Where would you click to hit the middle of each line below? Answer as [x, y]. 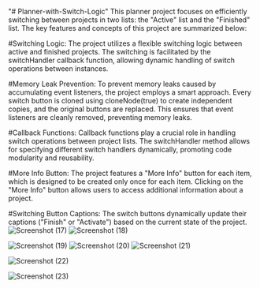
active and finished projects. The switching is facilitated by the [110, 52]
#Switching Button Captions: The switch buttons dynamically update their [127, 213]
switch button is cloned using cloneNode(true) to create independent [120, 101]
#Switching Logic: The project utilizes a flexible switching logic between [125, 43]
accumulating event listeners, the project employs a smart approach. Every [130, 92]
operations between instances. [58, 69]
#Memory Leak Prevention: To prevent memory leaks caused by [112, 84]
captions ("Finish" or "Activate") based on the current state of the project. [128, 222]
